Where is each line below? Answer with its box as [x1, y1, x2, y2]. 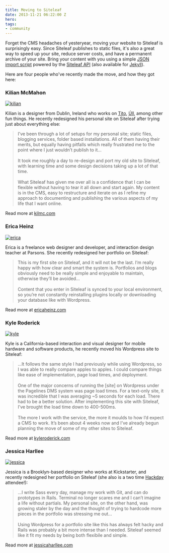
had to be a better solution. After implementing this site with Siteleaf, [17, 399, 159, 405]
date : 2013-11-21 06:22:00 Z [5, 12, 66, 17]
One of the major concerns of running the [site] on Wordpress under [17, 382, 159, 389]
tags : [5, 21, 17, 27]
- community [5, 26, 30, 31]
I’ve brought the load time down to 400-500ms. [17, 404, 117, 410]
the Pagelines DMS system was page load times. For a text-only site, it [17, 388, 164, 394]
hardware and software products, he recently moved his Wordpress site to [5, 346, 159, 352]
